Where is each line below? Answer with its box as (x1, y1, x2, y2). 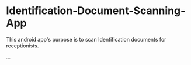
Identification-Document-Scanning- (6, 4, 186, 18)
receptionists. (6, 42, 39, 49)
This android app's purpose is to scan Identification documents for (6, 36, 166, 43)
